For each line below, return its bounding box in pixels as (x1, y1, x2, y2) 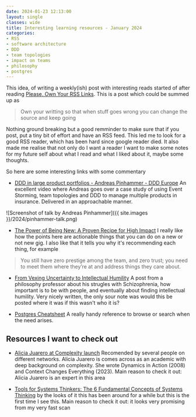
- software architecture (6, 42, 66, 47)
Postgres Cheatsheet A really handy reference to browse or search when (14, 311, 190, 318)
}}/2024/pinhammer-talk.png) (6, 216, 78, 223)
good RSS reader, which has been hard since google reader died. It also (6, 138, 179, 145)
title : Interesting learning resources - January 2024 (6, 25, 142, 31)
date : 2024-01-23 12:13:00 (6, 8, 72, 15)
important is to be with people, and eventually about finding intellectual (14, 287, 185, 294)
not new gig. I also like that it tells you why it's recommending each (14, 239, 176, 246)
